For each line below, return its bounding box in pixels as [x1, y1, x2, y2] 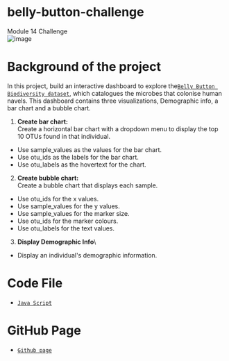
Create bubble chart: [17, 174, 79, 182]
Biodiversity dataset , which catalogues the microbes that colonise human [7, 89, 222, 97]
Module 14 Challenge [7, 27, 68, 35]
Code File [7, 276, 63, 292]
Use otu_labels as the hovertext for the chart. [17, 160, 147, 169]
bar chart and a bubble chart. [7, 103, 92, 112]
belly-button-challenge [7, 4, 144, 20]
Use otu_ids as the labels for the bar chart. [17, 153, 139, 161]
